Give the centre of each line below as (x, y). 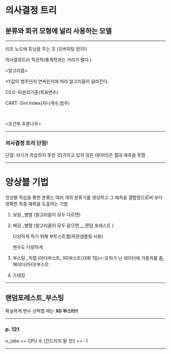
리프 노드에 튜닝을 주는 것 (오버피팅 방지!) (46, 49)
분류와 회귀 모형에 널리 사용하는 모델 (59, 31)
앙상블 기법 (27, 182)
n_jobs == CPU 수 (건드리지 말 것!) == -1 (47, 341)
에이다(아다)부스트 (31, 264)
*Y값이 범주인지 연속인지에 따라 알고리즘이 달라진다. (57, 81)
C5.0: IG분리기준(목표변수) (32, 92)
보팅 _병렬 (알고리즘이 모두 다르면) (47, 215)
